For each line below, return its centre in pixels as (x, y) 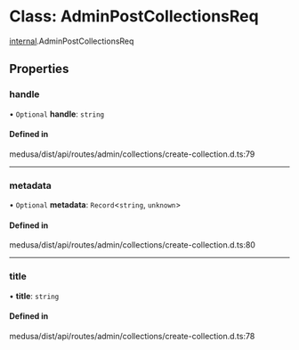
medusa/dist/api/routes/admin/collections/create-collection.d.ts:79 (132, 154)
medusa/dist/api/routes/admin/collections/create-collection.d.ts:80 (133, 245)
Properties (39, 69)
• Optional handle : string (57, 114)
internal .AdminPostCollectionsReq (72, 41)
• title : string (34, 296)
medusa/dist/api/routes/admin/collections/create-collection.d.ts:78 (132, 336)
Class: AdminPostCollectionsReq (134, 16)
